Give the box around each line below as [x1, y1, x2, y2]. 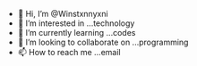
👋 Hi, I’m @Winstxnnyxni [17, 9, 109, 19]
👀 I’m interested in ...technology [17, 18, 135, 29]
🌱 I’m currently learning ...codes [17, 28, 136, 37]
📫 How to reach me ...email [17, 47, 121, 57]
